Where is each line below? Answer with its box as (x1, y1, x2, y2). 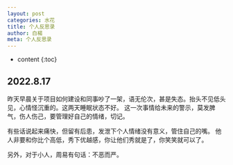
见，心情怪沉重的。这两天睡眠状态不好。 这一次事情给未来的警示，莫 (7, 103, 203, 111)
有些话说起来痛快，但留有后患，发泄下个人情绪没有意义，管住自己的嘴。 (7, 127, 214, 135)
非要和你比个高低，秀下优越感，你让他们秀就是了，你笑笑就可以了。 (12, 135, 208, 143)
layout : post (7, 10, 45, 17)
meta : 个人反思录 (7, 36, 52, 43)
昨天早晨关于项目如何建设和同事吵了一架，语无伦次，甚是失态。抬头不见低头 (7, 95, 226, 103)
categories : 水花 (7, 17, 55, 24)
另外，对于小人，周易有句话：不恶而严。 (7, 150, 123, 159)
